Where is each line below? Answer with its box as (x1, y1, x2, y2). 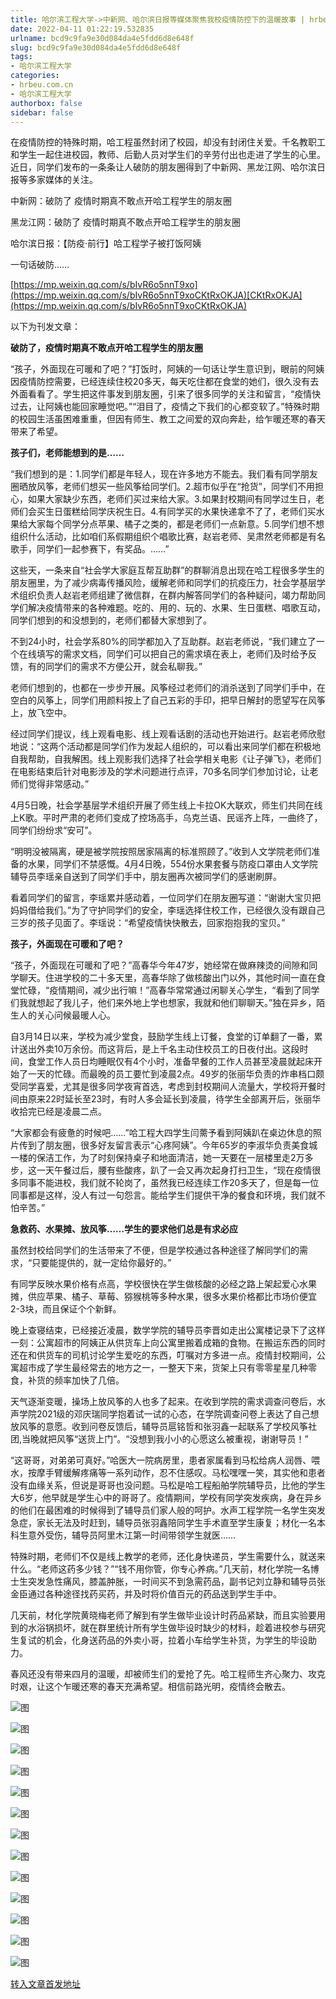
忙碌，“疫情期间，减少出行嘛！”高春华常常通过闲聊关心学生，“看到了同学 (18, 984, 320, 996)
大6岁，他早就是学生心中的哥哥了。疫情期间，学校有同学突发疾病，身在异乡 (10, 1492, 323, 1504)
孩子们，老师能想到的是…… (10, 447, 125, 459)
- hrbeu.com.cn (10, 80, 74, 90)
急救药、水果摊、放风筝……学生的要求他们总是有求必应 (10, 1223, 239, 1235)
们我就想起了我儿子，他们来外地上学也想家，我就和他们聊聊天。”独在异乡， (10, 997, 317, 1009)
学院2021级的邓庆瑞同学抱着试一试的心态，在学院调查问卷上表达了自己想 (18, 1408, 320, 1420)
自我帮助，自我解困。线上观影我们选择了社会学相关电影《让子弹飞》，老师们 (10, 753, 322, 765)
